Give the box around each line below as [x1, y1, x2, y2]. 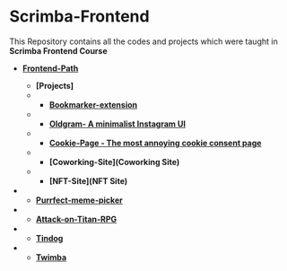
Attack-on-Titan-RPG [35, 214, 117, 224]
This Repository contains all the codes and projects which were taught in [9, 36, 278, 47]
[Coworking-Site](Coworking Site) [48, 156, 180, 167]
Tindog [35, 232, 64, 243]
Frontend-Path [22, 63, 79, 74]
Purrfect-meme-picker [35, 195, 123, 205]
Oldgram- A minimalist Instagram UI [48, 118, 187, 129]
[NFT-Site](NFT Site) [48, 175, 128, 186]
